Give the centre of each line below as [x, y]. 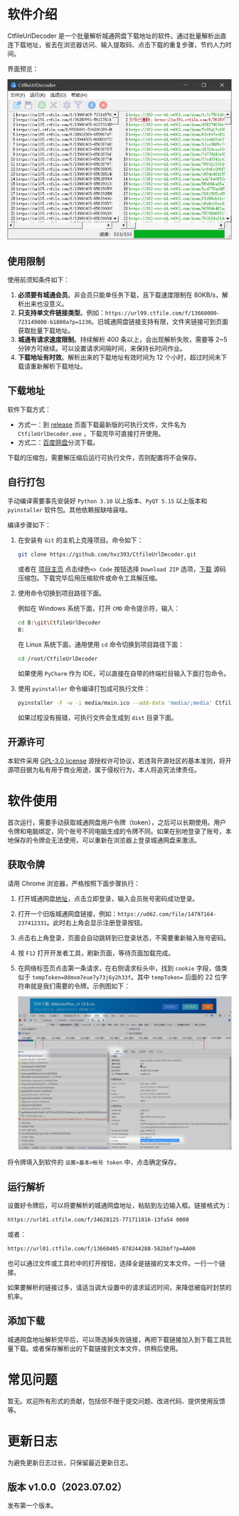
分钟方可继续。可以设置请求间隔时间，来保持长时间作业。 [102, 349]
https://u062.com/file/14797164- [167, 914]
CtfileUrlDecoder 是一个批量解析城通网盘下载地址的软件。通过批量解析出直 [117, 36]
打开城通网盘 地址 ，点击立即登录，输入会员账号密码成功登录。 [108, 898]
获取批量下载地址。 [46, 331]
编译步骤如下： [29, 524]
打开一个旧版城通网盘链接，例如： [68, 913]
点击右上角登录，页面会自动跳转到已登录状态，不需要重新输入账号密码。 [123, 937]
